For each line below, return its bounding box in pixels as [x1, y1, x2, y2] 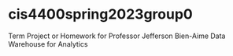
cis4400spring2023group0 [8, 5, 193, 23]
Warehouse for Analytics [8, 39, 88, 48]
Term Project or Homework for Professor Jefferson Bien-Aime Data [8, 31, 226, 40]
